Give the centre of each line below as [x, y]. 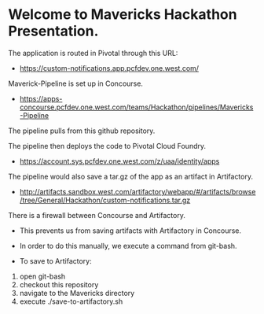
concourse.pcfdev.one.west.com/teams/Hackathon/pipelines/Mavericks [136, 107]
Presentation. [53, 31]
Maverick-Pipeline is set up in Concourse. [76, 83]
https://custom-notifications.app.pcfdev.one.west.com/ [109, 68]
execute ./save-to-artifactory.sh [71, 301]
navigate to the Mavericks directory [77, 293]
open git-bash [42, 276]
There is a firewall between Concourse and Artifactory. [97, 215]
